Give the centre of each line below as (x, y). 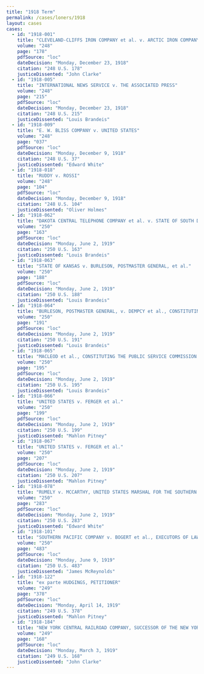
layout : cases (24, 23)
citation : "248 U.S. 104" (50, 204)
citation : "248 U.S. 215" (50, 114)
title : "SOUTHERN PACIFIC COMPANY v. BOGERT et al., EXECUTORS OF (103, 538)
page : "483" (32, 549)
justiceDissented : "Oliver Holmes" (62, 210)
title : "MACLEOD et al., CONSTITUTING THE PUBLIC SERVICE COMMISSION (107, 357)
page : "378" (32, 594)
